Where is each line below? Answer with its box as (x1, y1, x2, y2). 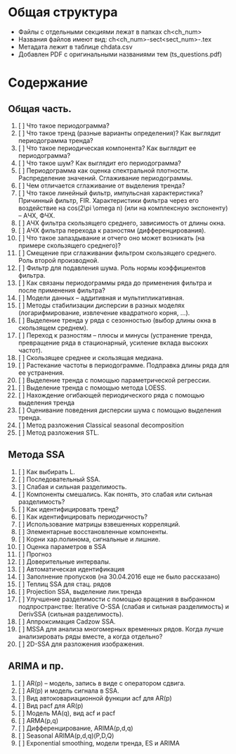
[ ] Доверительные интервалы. (18, 557, 111, 566)
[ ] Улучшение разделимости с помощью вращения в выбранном (18, 595, 216, 603)
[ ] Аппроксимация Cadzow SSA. (18, 617, 116, 626)
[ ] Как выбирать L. (18, 467, 76, 476)
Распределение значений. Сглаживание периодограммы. (18, 173, 193, 182)
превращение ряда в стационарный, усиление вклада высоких (18, 338, 209, 347)
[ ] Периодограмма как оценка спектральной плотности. (18, 166, 190, 175)
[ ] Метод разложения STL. (18, 428, 99, 437)
